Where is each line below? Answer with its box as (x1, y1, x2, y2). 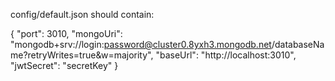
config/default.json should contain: (10, 9, 155, 20)
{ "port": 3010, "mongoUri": (10, 28, 123, 39)
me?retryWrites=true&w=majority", (10, 49, 154, 61)
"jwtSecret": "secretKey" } (10, 60, 119, 71)
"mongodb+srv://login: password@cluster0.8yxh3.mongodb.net (10, 39, 272, 50)
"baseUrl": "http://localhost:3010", (155, 49, 297, 61)
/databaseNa (271, 39, 325, 50)
